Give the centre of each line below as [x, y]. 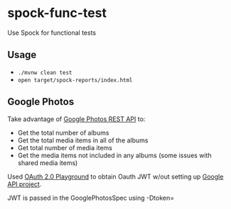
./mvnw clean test [45, 72]
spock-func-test [57, 13]
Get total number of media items [65, 147]
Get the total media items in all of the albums [83, 140]
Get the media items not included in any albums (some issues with [114, 155]
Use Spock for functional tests [52, 33]
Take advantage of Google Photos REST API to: [76, 119]
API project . [25, 184]
